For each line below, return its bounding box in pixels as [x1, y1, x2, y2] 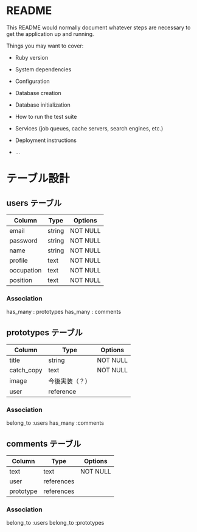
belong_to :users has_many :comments [6, 419, 105, 427]
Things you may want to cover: [6, 42, 84, 49]
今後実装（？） [48, 377, 91, 386]
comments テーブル [6, 438, 81, 449]
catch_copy [9, 366, 43, 375]
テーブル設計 [6, 172, 70, 186]
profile [9, 256, 29, 264]
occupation [9, 266, 42, 274]
